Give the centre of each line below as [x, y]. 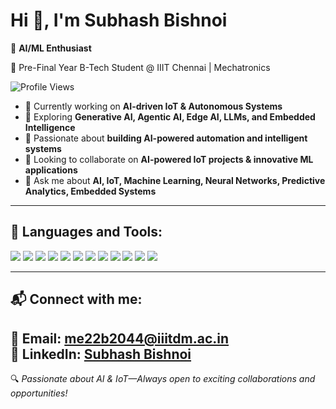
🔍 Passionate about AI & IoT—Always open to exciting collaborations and [163, 378]
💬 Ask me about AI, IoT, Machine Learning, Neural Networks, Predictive [175, 180]
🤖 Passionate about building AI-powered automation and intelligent [166, 138]
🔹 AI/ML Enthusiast [51, 48]
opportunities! [39, 393]
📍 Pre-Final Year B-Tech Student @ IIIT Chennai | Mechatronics [140, 67]
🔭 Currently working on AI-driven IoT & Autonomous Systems [153, 106]
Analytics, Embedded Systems [90, 191]
